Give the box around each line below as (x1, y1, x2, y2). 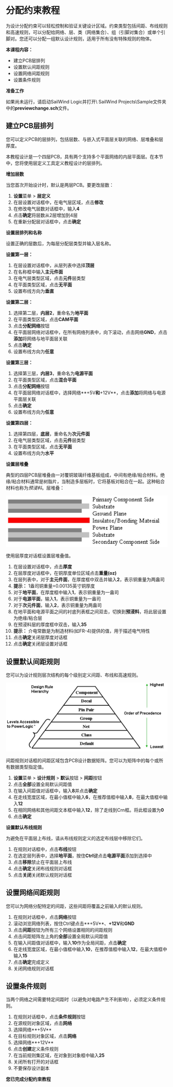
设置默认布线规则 (6, 824, 42, 830)
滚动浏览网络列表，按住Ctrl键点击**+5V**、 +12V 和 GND (13, 920, 135, 926)
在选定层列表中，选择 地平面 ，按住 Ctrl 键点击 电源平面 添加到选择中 (13, 852, 152, 859)
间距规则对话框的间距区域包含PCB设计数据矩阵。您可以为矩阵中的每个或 (6, 757, 159, 763)
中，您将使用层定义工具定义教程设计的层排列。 (6, 160, 105, 166)
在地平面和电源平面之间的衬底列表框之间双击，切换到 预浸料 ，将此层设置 (13, 609, 166, 615)
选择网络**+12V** (13, 1040, 54, 1046)
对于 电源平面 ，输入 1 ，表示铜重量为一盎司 (13, 596, 101, 602)
